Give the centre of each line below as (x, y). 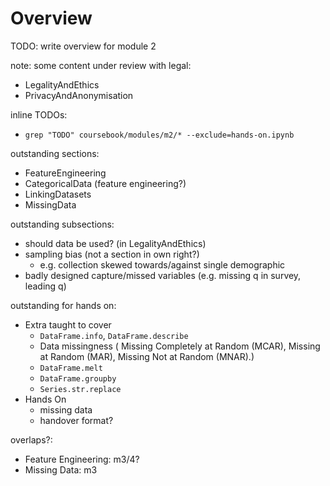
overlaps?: (31, 439)
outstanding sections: (55, 153)
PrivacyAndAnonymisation (79, 95)
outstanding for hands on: (63, 305)
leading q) (45, 286)
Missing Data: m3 (61, 469)
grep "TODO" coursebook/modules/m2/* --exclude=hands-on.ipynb (159, 135)
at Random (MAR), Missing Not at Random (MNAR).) (147, 356)
